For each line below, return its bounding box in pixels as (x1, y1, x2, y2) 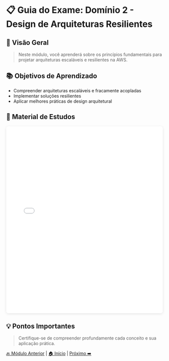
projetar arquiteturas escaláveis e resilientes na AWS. (18, 57, 128, 63)
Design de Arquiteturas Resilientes (6, 18, 153, 30)
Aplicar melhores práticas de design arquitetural (13, 98, 112, 104)
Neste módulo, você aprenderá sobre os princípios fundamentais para (18, 51, 163, 57)
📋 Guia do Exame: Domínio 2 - (6, 4, 134, 16)
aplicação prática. (18, 341, 56, 347)
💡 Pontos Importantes (6, 322, 76, 331)
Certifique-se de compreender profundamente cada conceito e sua (18, 335, 157, 341)
